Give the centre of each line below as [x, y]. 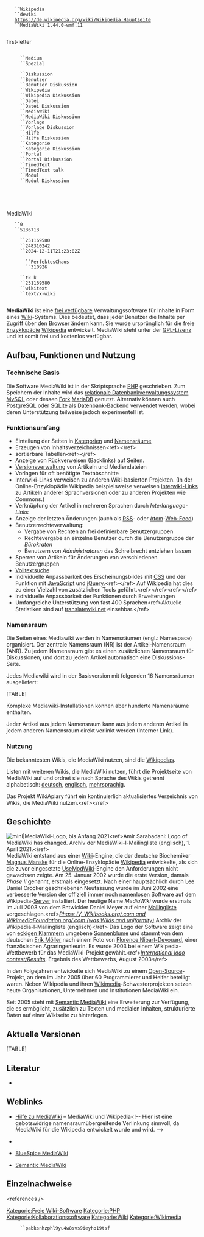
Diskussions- [168, 657]
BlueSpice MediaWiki [42, 1153]
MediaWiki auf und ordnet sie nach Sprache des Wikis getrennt [85, 778]
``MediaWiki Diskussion [50, 117]
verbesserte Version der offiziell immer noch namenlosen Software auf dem [101, 895]
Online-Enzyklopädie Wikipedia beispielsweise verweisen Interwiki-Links [107, 486]
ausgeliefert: [22, 682]
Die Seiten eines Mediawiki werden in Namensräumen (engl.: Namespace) [99, 638]
